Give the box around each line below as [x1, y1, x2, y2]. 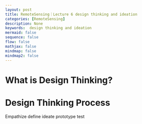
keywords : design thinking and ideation [5, 26, 92, 31]
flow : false [5, 40, 30, 44]
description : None [5, 21, 43, 26]
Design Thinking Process [5, 97, 110, 108]
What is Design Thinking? [5, 75, 113, 85]
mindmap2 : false [5, 53, 39, 58]
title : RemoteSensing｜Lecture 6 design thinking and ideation [5, 12, 138, 17]
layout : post [5, 7, 32, 12]
